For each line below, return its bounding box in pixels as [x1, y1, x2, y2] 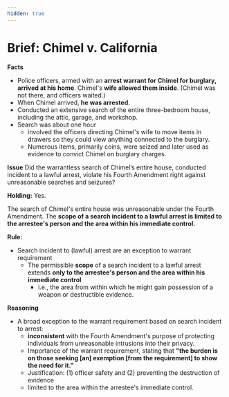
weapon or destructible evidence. [37, 290, 134, 298]
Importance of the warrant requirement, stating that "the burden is [27, 347, 218, 355]
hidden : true [7, 10, 45, 17]
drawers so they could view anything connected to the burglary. [27, 135, 210, 143]
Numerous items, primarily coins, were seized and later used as [27, 142, 209, 151]
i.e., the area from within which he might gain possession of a [37, 283, 213, 291]
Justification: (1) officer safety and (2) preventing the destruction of [27, 368, 220, 377]
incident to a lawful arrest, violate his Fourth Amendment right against [7, 170, 206, 178]
